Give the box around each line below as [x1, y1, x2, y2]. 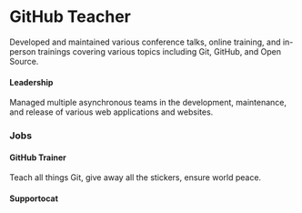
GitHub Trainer [9, 152, 66, 163]
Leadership [9, 76, 54, 87]
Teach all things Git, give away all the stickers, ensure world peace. [9, 172, 262, 183]
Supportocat [9, 193, 59, 204]
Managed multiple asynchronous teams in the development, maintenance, [9, 97, 287, 108]
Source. [9, 56, 39, 66]
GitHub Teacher [9, 6, 132, 27]
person [9, 46, 36, 56]
